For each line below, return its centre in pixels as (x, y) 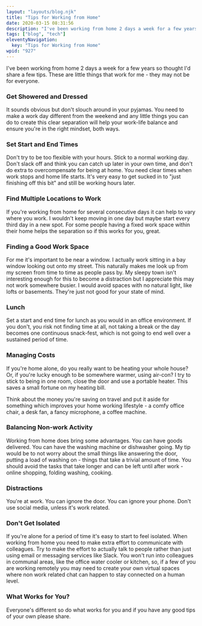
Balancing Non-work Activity (50, 427)
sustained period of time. (37, 339)
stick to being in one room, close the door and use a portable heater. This (97, 381)
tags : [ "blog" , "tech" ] (36, 34)
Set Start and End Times (42, 144)
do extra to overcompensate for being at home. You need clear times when (99, 170)
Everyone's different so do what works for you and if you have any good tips (101, 610)
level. (13, 581)
